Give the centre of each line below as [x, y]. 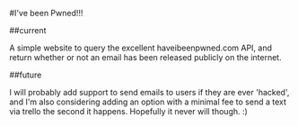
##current [28, 30]
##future [26, 75]
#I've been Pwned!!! [46, 13]
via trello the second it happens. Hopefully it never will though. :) [129, 111]
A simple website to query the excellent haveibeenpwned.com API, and [140, 48]
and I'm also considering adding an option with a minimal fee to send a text [148, 102]
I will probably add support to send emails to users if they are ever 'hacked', [149, 92]
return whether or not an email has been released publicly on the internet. [145, 57]
